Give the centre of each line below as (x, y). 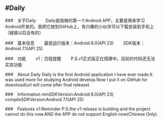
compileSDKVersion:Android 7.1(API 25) (45, 99)
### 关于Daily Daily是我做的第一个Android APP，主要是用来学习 (75, 20)
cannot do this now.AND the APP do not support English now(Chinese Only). (81, 114)
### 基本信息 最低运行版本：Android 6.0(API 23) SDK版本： (75, 43)
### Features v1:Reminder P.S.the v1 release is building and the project (78, 109)
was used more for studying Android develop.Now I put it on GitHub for (76, 80)
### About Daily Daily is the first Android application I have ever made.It (79, 74)
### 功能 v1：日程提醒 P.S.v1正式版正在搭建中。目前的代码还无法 (80, 59)
